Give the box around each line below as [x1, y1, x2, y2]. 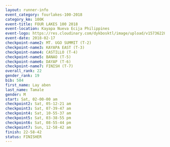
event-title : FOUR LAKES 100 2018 [5, 21, 78, 27]
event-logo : [5, 31, 30, 36]
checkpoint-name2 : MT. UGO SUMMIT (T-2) [5, 40, 92, 45]
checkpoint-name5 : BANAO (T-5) [5, 54, 71, 60]
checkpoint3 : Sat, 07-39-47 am [5, 106, 71, 111]
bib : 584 [5, 78, 24, 83]
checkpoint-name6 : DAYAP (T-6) [5, 59, 71, 64]
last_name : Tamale [5, 87, 44, 92]
